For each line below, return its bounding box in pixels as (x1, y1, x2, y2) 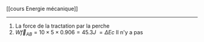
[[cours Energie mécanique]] (6, 5, 78, 12)
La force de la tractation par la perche (15, 22, 110, 29)
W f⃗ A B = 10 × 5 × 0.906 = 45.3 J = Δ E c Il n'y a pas (15, 29, 143, 37)
